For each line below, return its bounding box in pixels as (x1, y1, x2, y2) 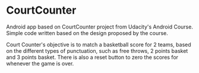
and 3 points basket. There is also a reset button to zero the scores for (6, 53, 179, 61)
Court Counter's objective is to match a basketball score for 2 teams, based (6, 41, 191, 48)
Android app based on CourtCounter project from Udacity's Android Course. (6, 23, 193, 30)
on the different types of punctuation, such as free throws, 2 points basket (6, 47, 188, 54)
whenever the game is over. (6, 60, 74, 67)
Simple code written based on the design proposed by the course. (6, 29, 168, 36)
